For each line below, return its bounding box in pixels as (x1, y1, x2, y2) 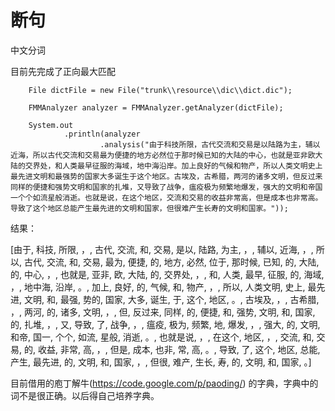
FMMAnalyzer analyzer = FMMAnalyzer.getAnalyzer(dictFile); (28, 102, 284, 113)
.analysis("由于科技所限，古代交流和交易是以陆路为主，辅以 (99, 139, 321, 150)
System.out (28, 120, 74, 130)
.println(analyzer (63, 129, 141, 139)
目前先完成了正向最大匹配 (10, 65, 116, 77)
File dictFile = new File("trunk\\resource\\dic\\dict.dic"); (28, 85, 293, 95)
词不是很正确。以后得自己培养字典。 (10, 389, 160, 401)
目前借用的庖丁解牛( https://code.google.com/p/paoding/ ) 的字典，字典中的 (10, 377, 319, 389)
